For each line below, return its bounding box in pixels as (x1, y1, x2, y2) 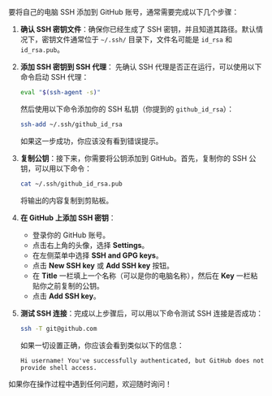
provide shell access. (19, 363, 97, 372)
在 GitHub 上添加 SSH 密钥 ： (19, 212, 116, 222)
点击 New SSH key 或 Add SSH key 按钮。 (32, 260, 175, 270)
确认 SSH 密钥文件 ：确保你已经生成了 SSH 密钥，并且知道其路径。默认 (19, 24, 257, 34)
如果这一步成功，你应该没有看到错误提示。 (19, 136, 163, 146)
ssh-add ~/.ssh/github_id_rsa (19, 120, 123, 128)
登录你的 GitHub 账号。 (32, 230, 110, 240)
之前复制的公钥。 (46, 281, 104, 290)
